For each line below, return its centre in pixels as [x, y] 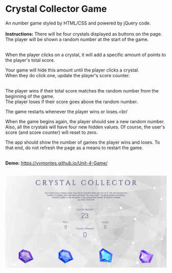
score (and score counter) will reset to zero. [52, 132]
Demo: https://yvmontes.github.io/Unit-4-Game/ [57, 163]
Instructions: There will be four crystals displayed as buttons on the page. [84, 34]
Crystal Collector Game [56, 9]
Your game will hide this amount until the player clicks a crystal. [72, 70]
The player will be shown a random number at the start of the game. [77, 39]
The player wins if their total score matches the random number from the [82, 90]
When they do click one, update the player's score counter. [68, 75]
